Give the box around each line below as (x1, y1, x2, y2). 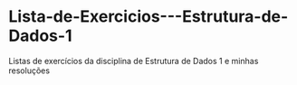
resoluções (8, 65, 51, 76)
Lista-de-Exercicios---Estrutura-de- (8, 6, 289, 27)
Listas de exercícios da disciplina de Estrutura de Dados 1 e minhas (8, 55, 259, 66)
